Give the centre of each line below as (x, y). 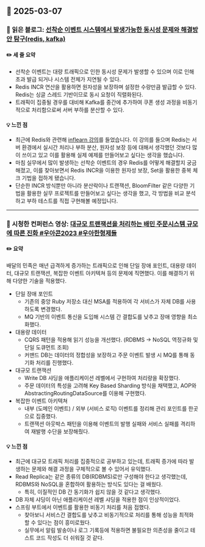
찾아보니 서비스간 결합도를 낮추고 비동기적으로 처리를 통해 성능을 (101, 515)
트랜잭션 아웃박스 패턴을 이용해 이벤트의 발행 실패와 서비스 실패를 (102, 423)
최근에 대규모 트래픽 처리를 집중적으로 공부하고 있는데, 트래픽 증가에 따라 (101, 461)
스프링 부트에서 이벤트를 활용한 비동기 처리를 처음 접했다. (83, 507)
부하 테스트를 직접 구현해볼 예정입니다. (72, 201)
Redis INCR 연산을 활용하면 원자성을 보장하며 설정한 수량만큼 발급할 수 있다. (106, 87)
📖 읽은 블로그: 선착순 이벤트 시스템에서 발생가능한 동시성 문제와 (93, 30)
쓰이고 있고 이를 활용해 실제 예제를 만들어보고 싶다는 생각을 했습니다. (103, 155)
